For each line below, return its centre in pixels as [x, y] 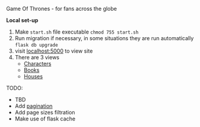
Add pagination [33, 106]
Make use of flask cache [45, 119]
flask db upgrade [36, 45]
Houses [33, 76]
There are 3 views [37, 57]
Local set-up [22, 20]
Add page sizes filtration [45, 112]
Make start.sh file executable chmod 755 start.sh [77, 32]
